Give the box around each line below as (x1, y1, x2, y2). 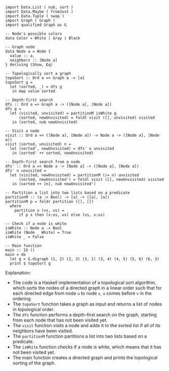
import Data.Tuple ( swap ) (5, 14, 65, 19)
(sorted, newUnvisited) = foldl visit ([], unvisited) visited (18, 115, 155, 120)
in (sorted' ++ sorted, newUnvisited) (12, 150, 94, 155)
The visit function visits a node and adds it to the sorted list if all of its (12, 323, 160, 328)
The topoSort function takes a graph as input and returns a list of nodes (12, 301, 162, 307)
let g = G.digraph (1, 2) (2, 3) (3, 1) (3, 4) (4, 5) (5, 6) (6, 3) (10, 256, 159, 261)
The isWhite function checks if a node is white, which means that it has (12, 344, 162, 350)
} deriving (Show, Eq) (5, 62, 53, 67)
